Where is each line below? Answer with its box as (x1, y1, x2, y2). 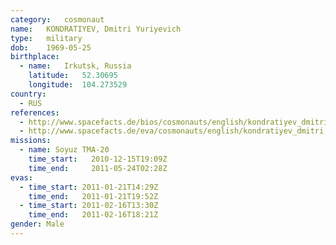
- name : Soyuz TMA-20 (19, 145, 110, 155)
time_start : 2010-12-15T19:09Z (28, 154, 168, 164)
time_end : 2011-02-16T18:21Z (28, 210, 159, 220)
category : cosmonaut (10, 14, 105, 25)
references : (10, 107, 60, 118)
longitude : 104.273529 (28, 80, 128, 90)
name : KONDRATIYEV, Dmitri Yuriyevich (10, 24, 182, 34)
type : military (10, 33, 83, 43)
